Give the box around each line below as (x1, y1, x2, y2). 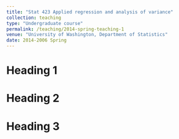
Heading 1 (6, 63, 58, 77)
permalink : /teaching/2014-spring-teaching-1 (6, 26, 124, 32)
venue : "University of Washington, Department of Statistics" (6, 32, 168, 38)
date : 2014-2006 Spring (6, 37, 67, 43)
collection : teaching (6, 15, 62, 21)
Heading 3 (6, 119, 60, 133)
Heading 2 (6, 91, 60, 105)
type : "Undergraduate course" (6, 20, 84, 26)
